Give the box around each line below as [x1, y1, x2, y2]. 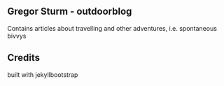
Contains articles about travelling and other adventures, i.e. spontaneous [7, 24, 217, 32]
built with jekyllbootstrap [7, 70, 78, 79]
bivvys [7, 31, 27, 40]
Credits [7, 52, 41, 64]
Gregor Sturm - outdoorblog [7, 6, 132, 17]
